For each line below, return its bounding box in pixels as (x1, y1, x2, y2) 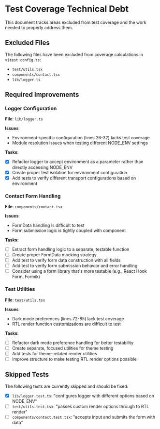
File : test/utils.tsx (5, 297, 45, 303)
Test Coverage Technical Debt (5, 3, 129, 15)
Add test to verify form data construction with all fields (12, 257, 121, 263)
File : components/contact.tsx (5, 203, 63, 209)
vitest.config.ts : (5, 57, 41, 63)
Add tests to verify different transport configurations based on (12, 175, 136, 181)
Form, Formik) (12, 274, 40, 280)
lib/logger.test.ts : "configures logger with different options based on (12, 393, 155, 398)
